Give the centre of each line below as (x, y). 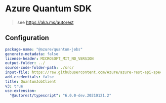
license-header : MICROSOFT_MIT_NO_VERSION (49, 58)
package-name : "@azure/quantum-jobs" (44, 49)
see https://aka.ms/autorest (45, 22)
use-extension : (21, 91)
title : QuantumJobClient (31, 81)
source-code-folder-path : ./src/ (40, 68)
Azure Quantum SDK (48, 9)
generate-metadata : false (32, 54)
